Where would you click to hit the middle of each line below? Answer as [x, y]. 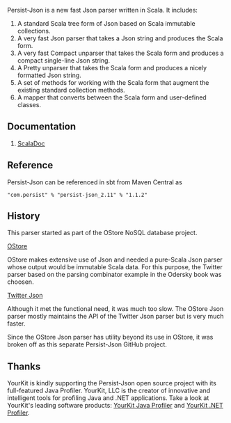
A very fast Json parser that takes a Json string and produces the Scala [120, 38]
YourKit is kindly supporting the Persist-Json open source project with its [112, 383]
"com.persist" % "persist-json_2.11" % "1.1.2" [78, 195]
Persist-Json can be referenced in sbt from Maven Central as [95, 182]
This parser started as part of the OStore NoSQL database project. [102, 233]
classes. [29, 105]
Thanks [24, 366]
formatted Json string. [49, 75]
